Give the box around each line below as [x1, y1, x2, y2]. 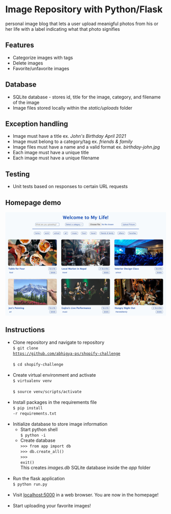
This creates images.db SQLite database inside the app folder [20, 464, 151, 470]
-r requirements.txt [12, 411, 57, 416]
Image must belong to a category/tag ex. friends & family [12, 138, 133, 145]
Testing [5, 170, 30, 178]
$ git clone [12, 345, 38, 351]
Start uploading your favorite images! [12, 502, 91, 508]
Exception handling [5, 119, 68, 128]
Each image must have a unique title [12, 150, 89, 156]
